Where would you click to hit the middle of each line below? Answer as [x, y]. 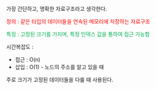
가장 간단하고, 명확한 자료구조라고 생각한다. [57, 9]
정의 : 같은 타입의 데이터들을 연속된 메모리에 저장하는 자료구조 [78, 22]
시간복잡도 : [20, 47]
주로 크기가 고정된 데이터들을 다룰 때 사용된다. [60, 80]
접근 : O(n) [28, 59]
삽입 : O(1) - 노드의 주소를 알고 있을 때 [59, 67]
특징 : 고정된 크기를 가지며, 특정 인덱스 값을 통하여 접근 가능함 [78, 34]
